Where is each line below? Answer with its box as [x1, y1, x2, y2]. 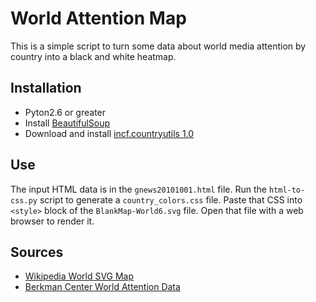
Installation [10, 80, 82, 97]
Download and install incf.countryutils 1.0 [24, 127, 195, 139]
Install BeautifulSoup [24, 117, 111, 129]
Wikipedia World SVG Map [24, 270, 135, 282]
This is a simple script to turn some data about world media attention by [10, 40, 307, 52]
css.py [10, 195, 38, 206]
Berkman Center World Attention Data [24, 281, 181, 293]
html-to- [268, 185, 306, 195]
